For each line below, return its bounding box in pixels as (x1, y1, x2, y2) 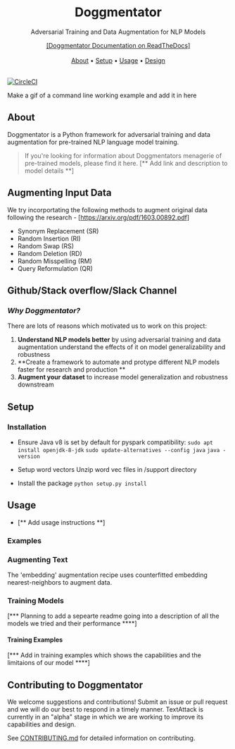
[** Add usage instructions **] (17, 518, 106, 526)
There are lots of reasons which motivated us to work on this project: (7, 322, 208, 330)
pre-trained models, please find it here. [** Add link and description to (24, 159, 228, 167)
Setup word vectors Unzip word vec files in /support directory (17, 465, 197, 473)
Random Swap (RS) (17, 241, 75, 250)
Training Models (7, 595, 65, 605)
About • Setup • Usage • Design (71, 56, 165, 64)
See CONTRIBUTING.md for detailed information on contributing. (7, 734, 196, 743)
